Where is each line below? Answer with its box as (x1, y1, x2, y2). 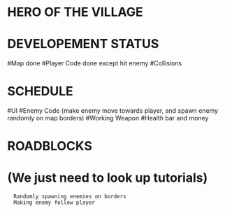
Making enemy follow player (13, 199, 96, 206)
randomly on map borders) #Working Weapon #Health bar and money (7, 114, 209, 123)
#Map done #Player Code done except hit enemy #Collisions (7, 59, 182, 68)
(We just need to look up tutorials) (7, 170, 208, 186)
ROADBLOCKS (7, 139, 92, 154)
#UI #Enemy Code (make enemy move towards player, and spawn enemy (7, 106, 219, 115)
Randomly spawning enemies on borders (13, 193, 127, 200)
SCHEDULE (7, 84, 73, 100)
